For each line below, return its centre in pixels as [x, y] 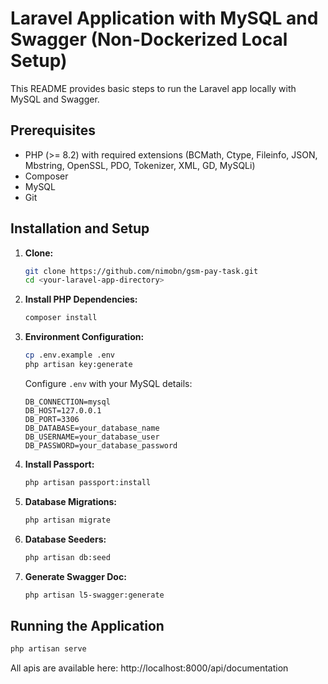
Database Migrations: [71, 501]
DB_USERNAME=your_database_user [92, 437]
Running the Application [87, 625]
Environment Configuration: [84, 337]
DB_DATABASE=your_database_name [92, 428]
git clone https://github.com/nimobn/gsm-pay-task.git [141, 271]
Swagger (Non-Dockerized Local [149, 39]
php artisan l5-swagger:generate [94, 595]
